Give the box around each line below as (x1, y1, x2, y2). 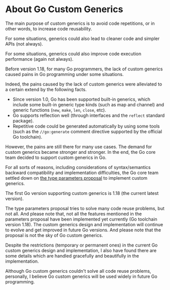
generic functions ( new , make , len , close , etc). (12, 107, 107, 113)
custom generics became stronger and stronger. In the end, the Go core (5, 149, 156, 155)
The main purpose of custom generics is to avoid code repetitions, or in (5, 20, 155, 26)
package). (12, 117, 34, 123)
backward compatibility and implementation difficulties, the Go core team (5, 170, 159, 176)
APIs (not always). (5, 40, 43, 47)
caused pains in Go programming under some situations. (5, 71, 124, 77)
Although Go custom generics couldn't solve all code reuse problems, (5, 268, 151, 274)
